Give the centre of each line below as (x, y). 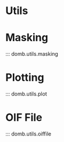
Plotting (25, 78)
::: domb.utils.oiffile (29, 134)
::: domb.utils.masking (32, 54)
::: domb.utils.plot (26, 94)
